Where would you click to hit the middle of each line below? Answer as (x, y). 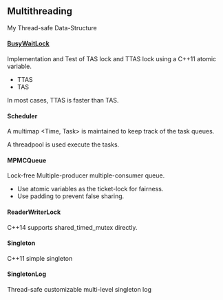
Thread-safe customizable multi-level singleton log (79, 290)
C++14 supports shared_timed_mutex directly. (72, 227)
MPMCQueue (27, 160)
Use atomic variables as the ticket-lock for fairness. (90, 189)
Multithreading (40, 11)
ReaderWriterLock (34, 212)
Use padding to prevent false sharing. (71, 196)
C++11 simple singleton (40, 258)
